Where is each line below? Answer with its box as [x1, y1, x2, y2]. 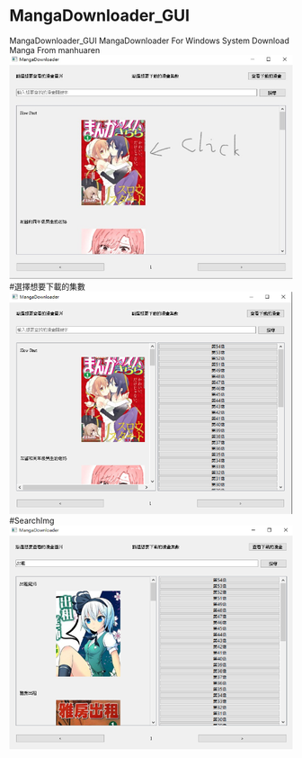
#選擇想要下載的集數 [9, 281, 85, 292]
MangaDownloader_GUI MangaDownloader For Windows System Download [9, 35, 289, 46]
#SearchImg [9, 515, 55, 526]
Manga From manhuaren [9, 44, 101, 55]
